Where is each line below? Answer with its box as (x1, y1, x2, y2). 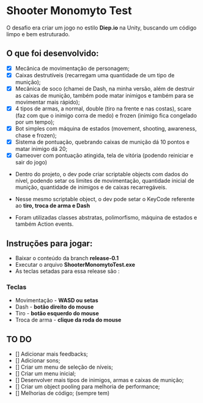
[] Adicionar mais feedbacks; (15, 350, 89, 358)
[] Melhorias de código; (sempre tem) (15, 390, 110, 397)
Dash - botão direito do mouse (15, 303, 94, 310)
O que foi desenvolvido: (6, 48, 99, 59)
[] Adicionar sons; (15, 357, 61, 364)
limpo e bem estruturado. (6, 30, 70, 37)
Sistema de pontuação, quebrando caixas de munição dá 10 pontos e (15, 139, 190, 146)
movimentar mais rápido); (15, 98, 80, 106)
